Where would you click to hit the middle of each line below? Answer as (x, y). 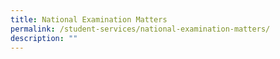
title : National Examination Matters (89, 19)
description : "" (44, 38)
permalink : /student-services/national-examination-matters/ (140, 29)
